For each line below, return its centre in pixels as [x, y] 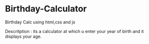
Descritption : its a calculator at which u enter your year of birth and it [74, 31]
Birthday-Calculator [46, 9]
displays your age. [24, 36]
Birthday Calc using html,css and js [40, 22]
